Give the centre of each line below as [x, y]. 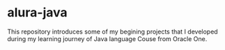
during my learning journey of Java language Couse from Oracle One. [107, 38]
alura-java [37, 13]
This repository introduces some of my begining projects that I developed [113, 32]
